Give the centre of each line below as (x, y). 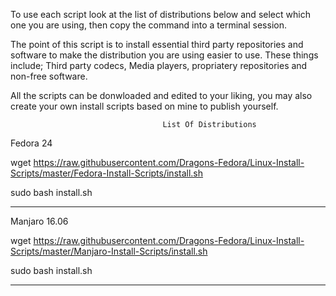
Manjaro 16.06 (39, 221)
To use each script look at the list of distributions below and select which (160, 14)
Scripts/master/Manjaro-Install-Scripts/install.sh (109, 251)
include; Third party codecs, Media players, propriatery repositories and (159, 65)
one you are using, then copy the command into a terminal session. (148, 25)
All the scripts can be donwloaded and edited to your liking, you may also (161, 95)
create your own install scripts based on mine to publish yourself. (144, 106)
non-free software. (49, 76)
